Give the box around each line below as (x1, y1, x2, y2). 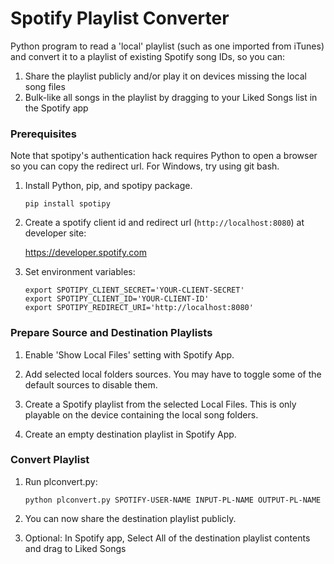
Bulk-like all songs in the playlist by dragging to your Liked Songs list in (24, 91, 318, 103)
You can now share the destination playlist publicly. (24, 512, 237, 524)
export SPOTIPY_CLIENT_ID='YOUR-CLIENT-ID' (24, 294, 210, 304)
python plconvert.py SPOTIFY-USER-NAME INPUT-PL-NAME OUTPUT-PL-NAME (24, 495, 322, 505)
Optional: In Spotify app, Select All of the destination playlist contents (24, 532, 311, 544)
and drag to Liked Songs (24, 542, 127, 554)
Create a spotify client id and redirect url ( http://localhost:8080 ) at (24, 217, 305, 229)
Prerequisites (10, 127, 77, 141)
